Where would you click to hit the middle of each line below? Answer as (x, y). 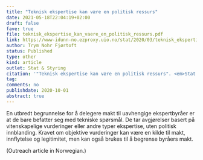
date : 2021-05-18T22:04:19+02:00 (48, 18)
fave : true (20, 29)
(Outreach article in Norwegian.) (46, 150)
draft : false (23, 23)
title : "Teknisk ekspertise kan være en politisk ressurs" (82, 12)
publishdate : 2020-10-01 (37, 91)
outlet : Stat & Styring (36, 68)
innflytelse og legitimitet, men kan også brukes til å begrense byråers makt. (100, 139)
